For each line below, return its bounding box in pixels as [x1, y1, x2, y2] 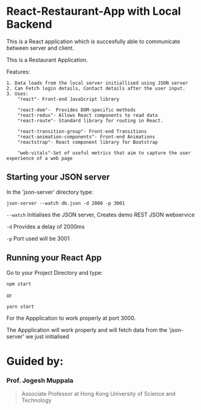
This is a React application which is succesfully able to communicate [6, 37, 180, 45]
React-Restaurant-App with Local [6, 4, 181, 18]
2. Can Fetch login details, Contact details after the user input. [6, 85, 186, 92]
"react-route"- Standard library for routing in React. [17, 117, 164, 124]
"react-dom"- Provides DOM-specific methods [17, 106, 136, 113]
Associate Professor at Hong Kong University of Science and [21, 390, 176, 398]
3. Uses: [6, 90, 29, 97]
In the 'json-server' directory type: [6, 188, 93, 195]
